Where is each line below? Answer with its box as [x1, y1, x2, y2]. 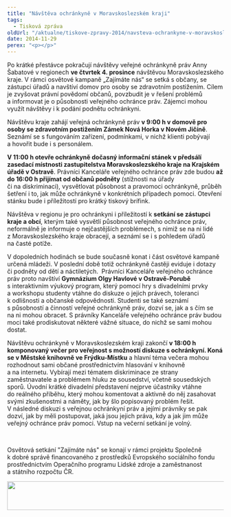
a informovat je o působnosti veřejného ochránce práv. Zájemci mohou [7, 97, 208, 105]
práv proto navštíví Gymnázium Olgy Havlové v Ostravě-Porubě [7, 275, 191, 282]
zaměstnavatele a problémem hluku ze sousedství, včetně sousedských [7, 376, 211, 383]
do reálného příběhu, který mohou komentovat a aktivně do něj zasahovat [7, 390, 217, 398]
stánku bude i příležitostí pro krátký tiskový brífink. [7, 197, 151, 205]
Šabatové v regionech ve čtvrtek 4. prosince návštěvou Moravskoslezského [7, 68, 224, 76]
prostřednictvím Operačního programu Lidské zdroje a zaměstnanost [7, 461, 203, 468]
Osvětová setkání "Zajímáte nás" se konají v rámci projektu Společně [7, 446, 202, 454]
